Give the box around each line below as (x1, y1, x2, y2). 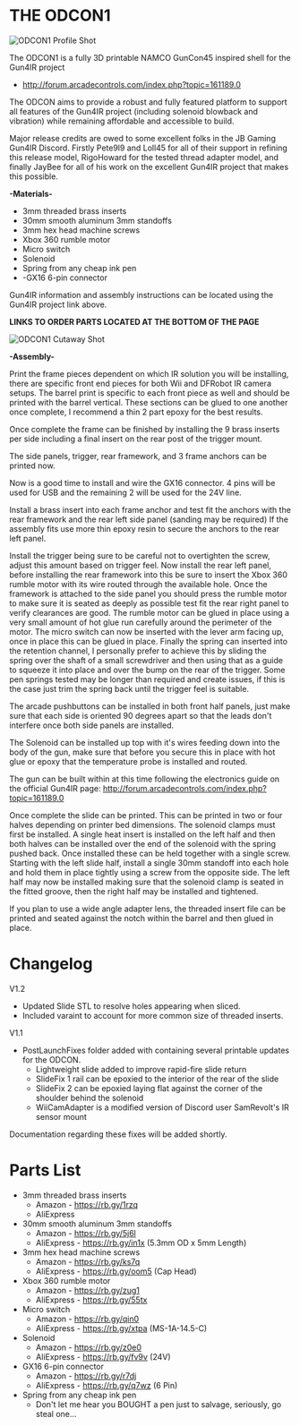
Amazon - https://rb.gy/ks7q (35, 1256, 141, 1267)
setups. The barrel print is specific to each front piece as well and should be (9, 387, 290, 398)
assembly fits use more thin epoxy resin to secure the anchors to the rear (9, 523, 280, 534)
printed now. (9, 460, 56, 471)
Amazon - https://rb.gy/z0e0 (35, 1342, 141, 1353)
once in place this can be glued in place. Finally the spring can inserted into (9, 636, 288, 646)
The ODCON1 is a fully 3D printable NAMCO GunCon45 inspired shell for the (9, 52, 291, 63)
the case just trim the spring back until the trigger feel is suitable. (9, 683, 249, 694)
